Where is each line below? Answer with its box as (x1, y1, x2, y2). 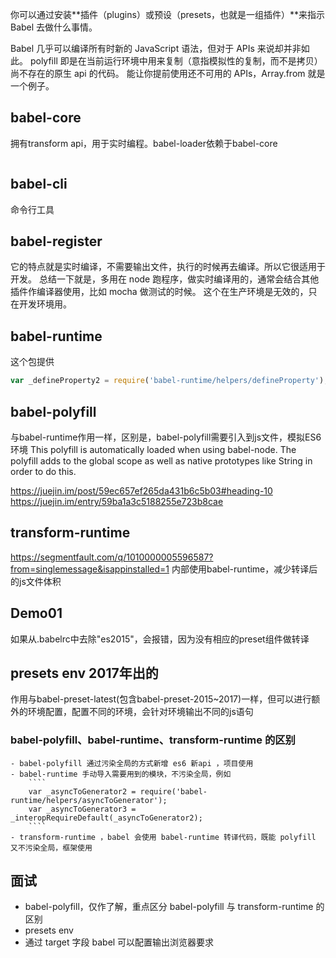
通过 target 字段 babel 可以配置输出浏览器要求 (24, 936, 215, 948)
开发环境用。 (18, 298, 72, 310)
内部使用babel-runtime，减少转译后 (171, 563, 318, 575)
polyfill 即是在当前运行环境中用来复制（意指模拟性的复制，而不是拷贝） (29, 55, 323, 67)
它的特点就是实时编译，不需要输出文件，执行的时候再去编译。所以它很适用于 (10, 261, 326, 273)
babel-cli (10, 176, 68, 193)
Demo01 (10, 605, 63, 622)
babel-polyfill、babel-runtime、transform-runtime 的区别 (10, 733, 296, 747)
